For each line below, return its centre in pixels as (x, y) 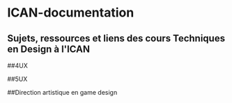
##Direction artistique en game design (62, 92)
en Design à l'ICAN (49, 49)
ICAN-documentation (71, 13)
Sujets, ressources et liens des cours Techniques (116, 38)
